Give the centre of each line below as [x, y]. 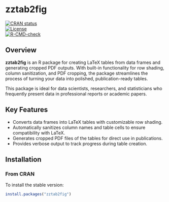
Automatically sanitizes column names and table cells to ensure [79, 127]
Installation [23, 159]
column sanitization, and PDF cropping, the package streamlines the [77, 73]
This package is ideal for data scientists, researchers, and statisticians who [84, 88]
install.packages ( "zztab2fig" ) [38, 194]
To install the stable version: [35, 185]
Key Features [27, 110]
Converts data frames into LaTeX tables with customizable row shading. [88, 122]
